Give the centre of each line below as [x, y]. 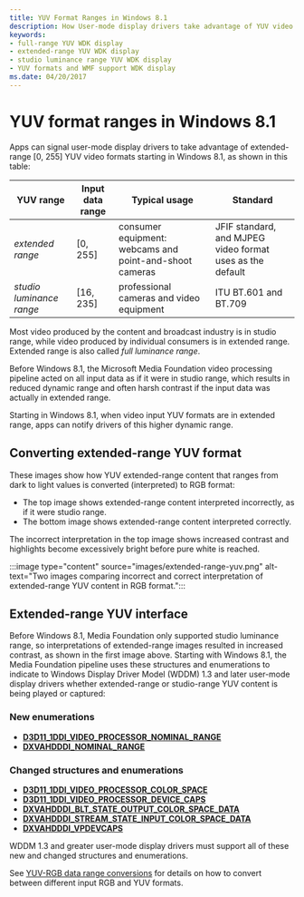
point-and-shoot [156, 260]
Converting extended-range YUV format [126, 453]
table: [20, 166]
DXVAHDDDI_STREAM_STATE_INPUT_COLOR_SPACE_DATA [137, 818]
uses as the [239, 260]
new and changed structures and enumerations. [99, 855]
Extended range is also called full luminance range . [105, 351]
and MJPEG [240, 238]
